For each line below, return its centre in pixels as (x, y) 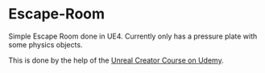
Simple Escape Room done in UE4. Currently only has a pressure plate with (133, 36)
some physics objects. (46, 44)
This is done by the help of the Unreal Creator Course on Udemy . (116, 60)
